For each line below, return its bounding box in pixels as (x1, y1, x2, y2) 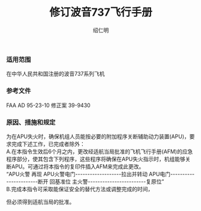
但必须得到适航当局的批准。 (6, 198, 75, 205)
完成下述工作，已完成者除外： (11, 140, 85, 147)
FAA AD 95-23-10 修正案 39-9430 (6, 102, 91, 109)
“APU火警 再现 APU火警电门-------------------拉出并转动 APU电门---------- (6, 170, 195, 177)
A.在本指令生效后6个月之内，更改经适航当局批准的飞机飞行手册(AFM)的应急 (6, 148, 193, 155)
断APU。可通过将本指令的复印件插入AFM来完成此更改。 (6, 163, 145, 170)
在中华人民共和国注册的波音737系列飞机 (6, 70, 105, 78)
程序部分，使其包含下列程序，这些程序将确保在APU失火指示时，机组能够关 (6, 155, 191, 162)
